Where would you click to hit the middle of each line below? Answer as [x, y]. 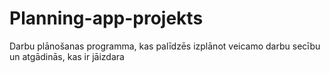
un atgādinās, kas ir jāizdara [67, 56]
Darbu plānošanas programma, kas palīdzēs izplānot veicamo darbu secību [165, 46]
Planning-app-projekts [106, 18]
